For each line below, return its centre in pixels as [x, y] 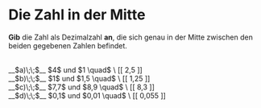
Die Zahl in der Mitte [77, 15]
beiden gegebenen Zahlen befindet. [68, 45]
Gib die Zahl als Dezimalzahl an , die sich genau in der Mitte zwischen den [131, 37]
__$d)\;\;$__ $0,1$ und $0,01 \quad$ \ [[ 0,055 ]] [87, 95]
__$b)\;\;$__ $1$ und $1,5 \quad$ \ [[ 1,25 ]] [79, 78]
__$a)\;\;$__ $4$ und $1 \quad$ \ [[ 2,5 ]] [75, 69]
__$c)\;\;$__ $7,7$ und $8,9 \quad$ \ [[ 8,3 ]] [82, 87]
